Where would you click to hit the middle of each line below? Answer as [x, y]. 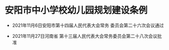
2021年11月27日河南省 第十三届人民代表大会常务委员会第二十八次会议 [85, 36]
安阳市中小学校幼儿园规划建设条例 [76, 10]
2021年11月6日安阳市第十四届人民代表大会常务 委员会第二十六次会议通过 [88, 25]
